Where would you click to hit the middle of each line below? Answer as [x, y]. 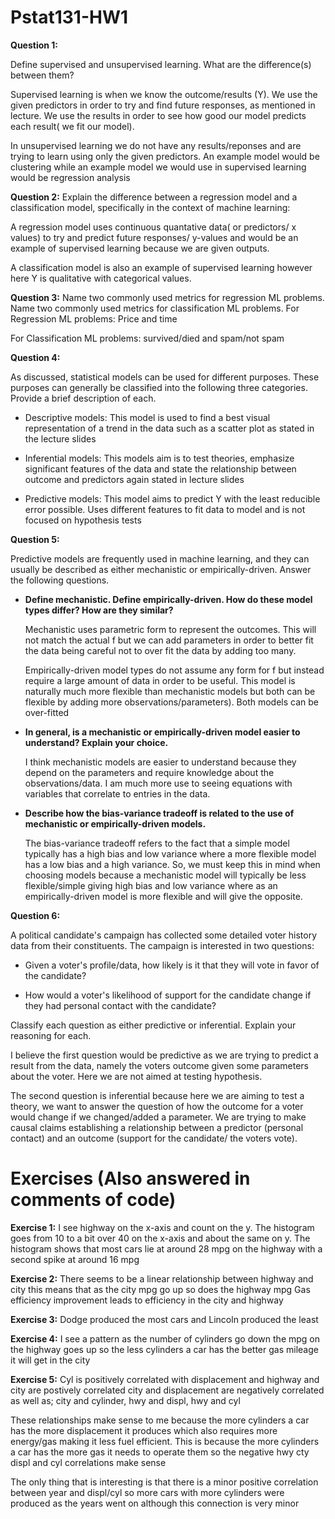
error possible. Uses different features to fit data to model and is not [165, 509]
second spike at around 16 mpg [75, 1259]
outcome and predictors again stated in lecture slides [134, 479]
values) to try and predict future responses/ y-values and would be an [154, 237]
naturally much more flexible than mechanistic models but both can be [170, 691]
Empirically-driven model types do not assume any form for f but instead [174, 670]
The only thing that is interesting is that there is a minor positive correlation [164, 1482]
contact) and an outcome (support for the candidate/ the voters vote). [154, 1138]
